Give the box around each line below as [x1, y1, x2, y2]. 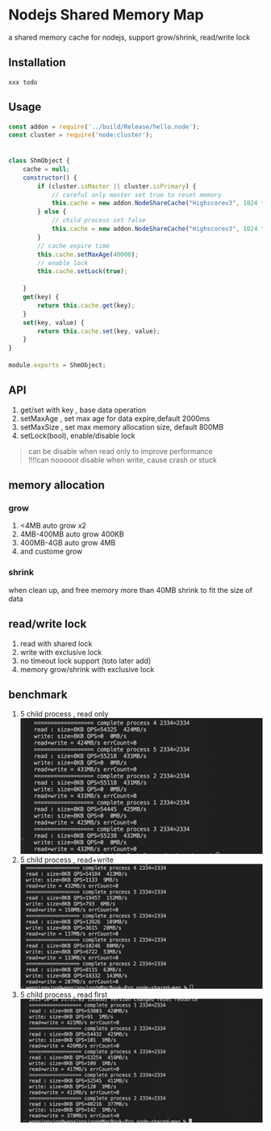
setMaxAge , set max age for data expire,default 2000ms [19, 414, 211, 423]
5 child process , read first [19, 990, 107, 999]
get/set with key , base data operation [19, 405, 147, 414]
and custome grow [19, 547, 83, 557]
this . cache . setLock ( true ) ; [37, 267, 128, 275]
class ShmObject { [8, 157, 70, 165]
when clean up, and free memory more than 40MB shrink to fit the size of [8, 585, 252, 595]
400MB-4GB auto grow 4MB [19, 538, 116, 548]
